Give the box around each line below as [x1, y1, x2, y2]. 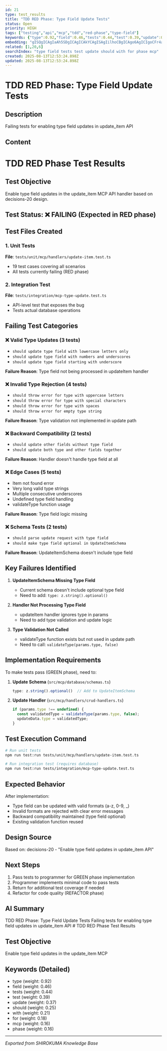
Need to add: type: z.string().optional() [19, 592, 108, 598]
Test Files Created [5, 227, 63, 236]
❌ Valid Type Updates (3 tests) [5, 337, 81, 344]
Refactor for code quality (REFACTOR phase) [12, 890, 104, 896]
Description [5, 110, 42, 119]
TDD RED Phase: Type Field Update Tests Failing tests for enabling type [5, 917, 152, 923]
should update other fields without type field [12, 442, 113, 448]
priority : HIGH [5, 26, 37, 31]
